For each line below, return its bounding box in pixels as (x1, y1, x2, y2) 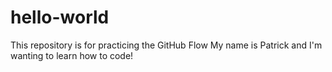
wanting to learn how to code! (10, 49, 134, 61)
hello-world (10, 6, 110, 29)
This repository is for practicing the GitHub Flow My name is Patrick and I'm (10, 39, 323, 51)
